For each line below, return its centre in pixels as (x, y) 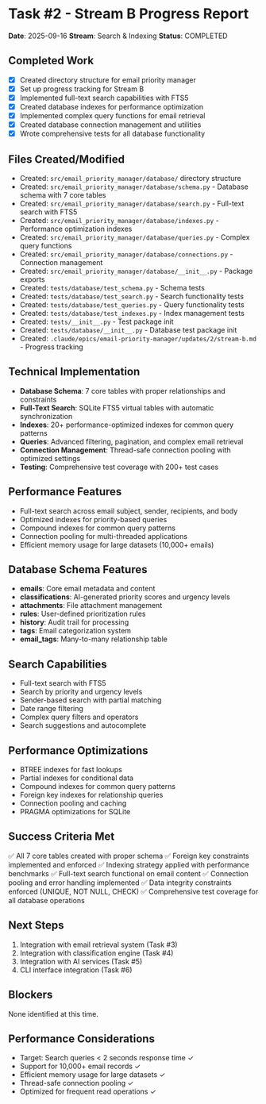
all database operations (46, 900)
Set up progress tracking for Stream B (82, 89)
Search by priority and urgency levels (81, 692)
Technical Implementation (74, 372)
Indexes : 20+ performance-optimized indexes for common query (127, 425)
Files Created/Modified (67, 159)
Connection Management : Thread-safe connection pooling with (125, 450)
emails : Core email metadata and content (87, 589)
